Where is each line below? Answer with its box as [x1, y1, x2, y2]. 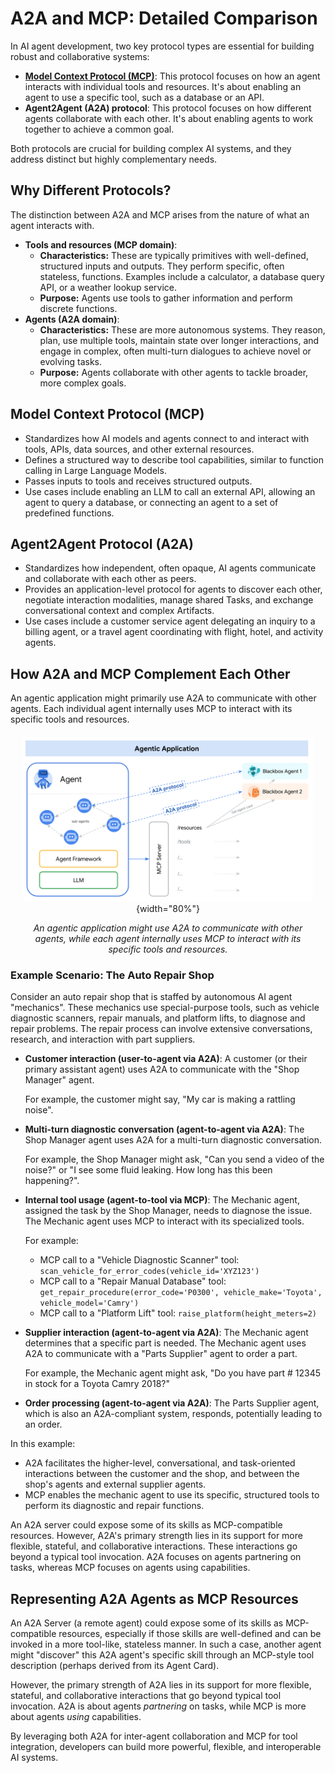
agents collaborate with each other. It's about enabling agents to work [24, 112, 314, 124]
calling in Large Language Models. [24, 464, 167, 476]
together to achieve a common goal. [24, 123, 175, 135]
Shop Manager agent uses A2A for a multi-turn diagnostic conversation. [24, 1134, 322, 1146]
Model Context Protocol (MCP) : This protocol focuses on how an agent [24, 70, 321, 82]
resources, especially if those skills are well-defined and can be [58, 1628, 322, 1640]
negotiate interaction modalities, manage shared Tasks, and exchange [24, 594, 314, 606]
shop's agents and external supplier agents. [24, 1478, 207, 1491]
